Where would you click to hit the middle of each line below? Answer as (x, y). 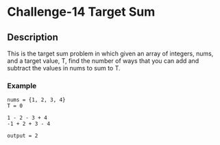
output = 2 (23, 136)
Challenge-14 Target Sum (81, 12)
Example (22, 85)
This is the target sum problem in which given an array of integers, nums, (110, 53)
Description (33, 37)
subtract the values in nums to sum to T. (64, 68)
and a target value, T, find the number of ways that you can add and (103, 61)
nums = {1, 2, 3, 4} (37, 100)
